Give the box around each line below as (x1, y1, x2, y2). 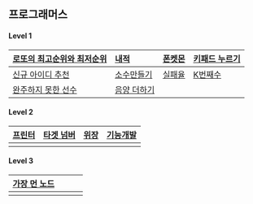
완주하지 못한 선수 (12, 84, 77, 95)
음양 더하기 (115, 84, 155, 95)
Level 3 (8, 156, 34, 166)
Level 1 (8, 31, 33, 41)
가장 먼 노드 (12, 178, 55, 189)
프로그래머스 (8, 7, 68, 22)
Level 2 (8, 107, 34, 117)
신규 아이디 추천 (12, 68, 70, 80)
